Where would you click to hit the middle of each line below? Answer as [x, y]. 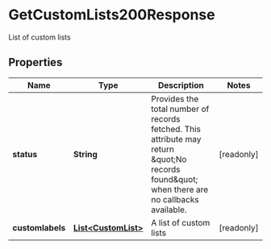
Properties [35, 62]
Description [181, 85]
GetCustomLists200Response [112, 15]
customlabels [39, 227]
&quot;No [169, 159]
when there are [179, 189]
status [25, 154]
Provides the [175, 98]
